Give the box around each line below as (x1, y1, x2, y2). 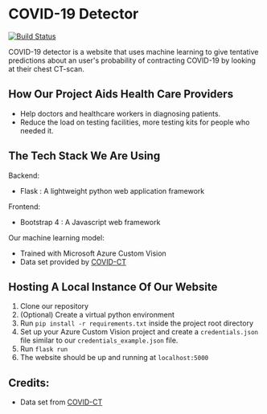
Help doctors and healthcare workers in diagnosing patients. (19, 109, 221, 118)
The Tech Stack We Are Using (8, 150, 161, 163)
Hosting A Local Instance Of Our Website (8, 280, 218, 293)
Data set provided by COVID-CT (19, 256, 127, 266)
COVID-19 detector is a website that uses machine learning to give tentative (8, 47, 259, 56)
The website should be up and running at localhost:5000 (19, 353, 209, 363)
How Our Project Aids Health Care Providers (8, 88, 234, 101)
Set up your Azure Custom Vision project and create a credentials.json (19, 327, 259, 337)
